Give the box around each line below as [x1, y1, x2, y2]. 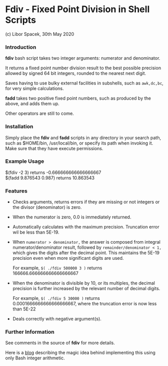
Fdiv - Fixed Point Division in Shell [5, 4, 150, 15]
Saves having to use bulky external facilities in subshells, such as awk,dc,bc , [5, 80, 164, 86]
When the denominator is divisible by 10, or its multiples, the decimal [12, 280, 155, 286]
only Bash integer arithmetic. [5, 355, 65, 361]
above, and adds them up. [5, 101, 60, 107]
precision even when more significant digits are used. [12, 255, 124, 261]
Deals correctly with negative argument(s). [12, 316, 102, 322]
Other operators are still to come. [5, 110, 74, 117]
